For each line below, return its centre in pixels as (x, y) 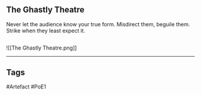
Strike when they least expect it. (46, 30)
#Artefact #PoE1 (26, 87)
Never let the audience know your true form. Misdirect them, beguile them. (98, 24)
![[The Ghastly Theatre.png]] (42, 48)
